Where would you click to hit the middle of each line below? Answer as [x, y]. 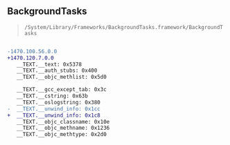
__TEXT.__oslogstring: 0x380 [58, 102]
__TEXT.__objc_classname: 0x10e [63, 122]
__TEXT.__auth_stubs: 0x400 [57, 71]
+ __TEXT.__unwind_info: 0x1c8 [54, 115]
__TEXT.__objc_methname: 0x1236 [63, 128]
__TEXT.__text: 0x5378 [49, 64]
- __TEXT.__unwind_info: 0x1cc [54, 109]
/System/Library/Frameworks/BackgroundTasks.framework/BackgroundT [123, 27]
